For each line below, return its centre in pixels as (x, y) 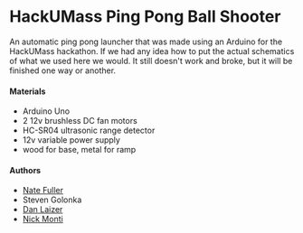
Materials (28, 91)
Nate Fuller (43, 191)
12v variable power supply (71, 140)
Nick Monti (43, 219)
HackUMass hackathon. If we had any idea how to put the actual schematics (152, 51)
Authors (25, 170)
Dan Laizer (43, 210)
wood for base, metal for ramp (79, 150)
